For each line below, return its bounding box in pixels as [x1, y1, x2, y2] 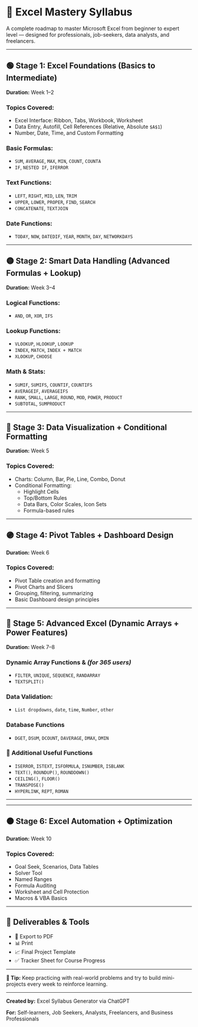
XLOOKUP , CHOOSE [14, 353, 52, 360]
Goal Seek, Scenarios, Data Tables [14, 863, 99, 870]
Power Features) [6, 628, 68, 638]
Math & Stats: [6, 367, 46, 376]
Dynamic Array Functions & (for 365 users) [6, 658, 131, 666]
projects [6, 980, 27, 987]
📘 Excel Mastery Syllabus [6, 5, 133, 19]
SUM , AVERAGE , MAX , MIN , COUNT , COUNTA [14, 158, 101, 165]
